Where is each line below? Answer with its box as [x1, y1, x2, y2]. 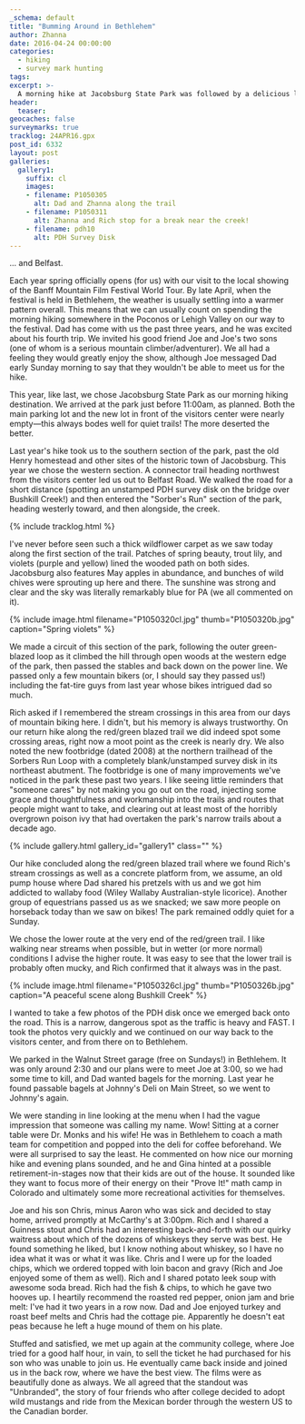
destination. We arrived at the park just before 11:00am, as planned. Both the [9, 399, 295, 410]
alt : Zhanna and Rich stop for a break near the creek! [33, 215, 250, 225]
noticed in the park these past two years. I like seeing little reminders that [9, 775, 284, 786]
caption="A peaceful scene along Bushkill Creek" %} [9, 990, 207, 1001]
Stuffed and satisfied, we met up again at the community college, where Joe [9, 1339, 295, 1350]
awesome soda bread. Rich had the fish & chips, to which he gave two [9, 1282, 272, 1293]
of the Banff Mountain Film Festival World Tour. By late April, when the [9, 285, 271, 296]
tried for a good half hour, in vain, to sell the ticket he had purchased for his [9, 1348, 291, 1359]
